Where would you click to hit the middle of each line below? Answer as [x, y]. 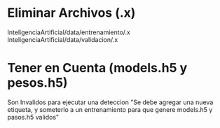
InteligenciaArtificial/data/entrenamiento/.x [69, 32]
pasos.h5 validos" [33, 117]
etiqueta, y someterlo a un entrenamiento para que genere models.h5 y [110, 109]
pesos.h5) [37, 83]
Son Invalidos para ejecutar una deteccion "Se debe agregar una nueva [110, 102]
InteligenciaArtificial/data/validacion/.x [63, 39]
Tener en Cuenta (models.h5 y [97, 68]
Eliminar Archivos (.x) [71, 13]
